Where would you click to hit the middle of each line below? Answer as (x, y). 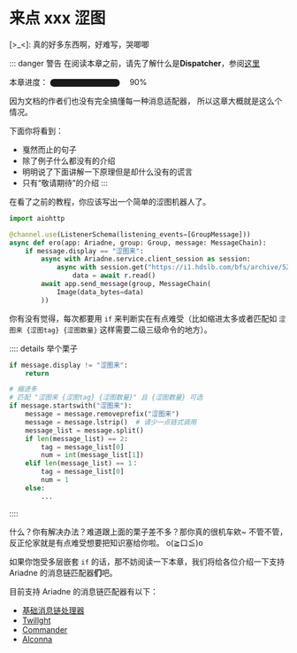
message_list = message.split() (84, 431)
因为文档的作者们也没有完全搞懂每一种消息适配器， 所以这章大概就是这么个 (146, 101)
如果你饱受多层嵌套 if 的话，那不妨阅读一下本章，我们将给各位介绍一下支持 (147, 561)
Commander (45, 629)
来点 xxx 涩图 (57, 18)
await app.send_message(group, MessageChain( (126, 284)
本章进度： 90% (78, 82)
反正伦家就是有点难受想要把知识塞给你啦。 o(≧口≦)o (106, 542)
